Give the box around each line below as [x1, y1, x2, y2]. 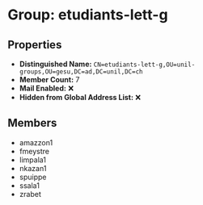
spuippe [19, 172, 47, 182]
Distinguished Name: [19, 59, 92, 69]
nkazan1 [19, 163, 47, 173]
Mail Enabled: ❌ [19, 83, 74, 93]
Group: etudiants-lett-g [7, 6, 168, 24]
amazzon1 [19, 137, 53, 147]
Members [7, 116, 57, 130]
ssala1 [19, 180, 40, 190]
